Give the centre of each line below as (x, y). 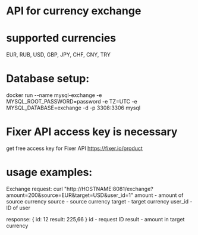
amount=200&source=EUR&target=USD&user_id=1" (70, 195)
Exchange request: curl (35, 189)
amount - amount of (159, 195)
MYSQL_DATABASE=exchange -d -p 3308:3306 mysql (73, 108)
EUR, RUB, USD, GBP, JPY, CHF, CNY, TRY (59, 55)
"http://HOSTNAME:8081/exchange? (109, 189)
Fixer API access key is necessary (92, 132)
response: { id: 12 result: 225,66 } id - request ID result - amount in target (95, 219)
